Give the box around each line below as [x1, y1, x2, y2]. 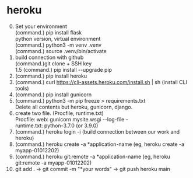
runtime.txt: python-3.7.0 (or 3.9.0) [15, 122, 99, 129]
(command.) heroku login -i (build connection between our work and [15, 128, 180, 135]
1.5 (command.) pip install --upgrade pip [15, 66, 113, 73]
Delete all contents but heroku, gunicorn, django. [15, 103, 133, 110]
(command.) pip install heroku [15, 72, 87, 79]
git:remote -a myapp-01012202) [15, 159, 92, 166]
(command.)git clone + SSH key [15, 60, 92, 67]
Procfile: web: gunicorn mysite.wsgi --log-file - [15, 116, 129, 123]
